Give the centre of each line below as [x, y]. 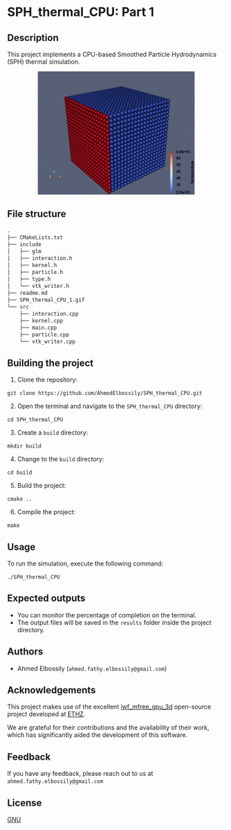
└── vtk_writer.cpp [48, 342]
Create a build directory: [53, 433]
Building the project [50, 363]
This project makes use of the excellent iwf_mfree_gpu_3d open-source [109, 707]
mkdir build [24, 446]
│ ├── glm [24, 252]
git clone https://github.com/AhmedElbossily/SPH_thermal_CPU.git [105, 393]
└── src [18, 307]
